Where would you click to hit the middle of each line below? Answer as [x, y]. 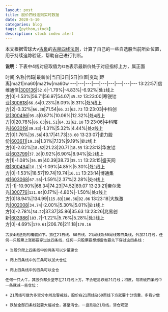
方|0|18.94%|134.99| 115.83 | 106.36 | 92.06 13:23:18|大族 [62, 198]
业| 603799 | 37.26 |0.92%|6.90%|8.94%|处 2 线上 [54, 154]
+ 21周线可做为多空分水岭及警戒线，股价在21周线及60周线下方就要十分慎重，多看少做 [83, 295]
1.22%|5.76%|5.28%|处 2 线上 [74, 218]
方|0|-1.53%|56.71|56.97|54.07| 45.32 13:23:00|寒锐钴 [61, 96]
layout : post [19, 10]
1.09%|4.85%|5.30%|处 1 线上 [75, 166]
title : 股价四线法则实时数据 [32, 15]
